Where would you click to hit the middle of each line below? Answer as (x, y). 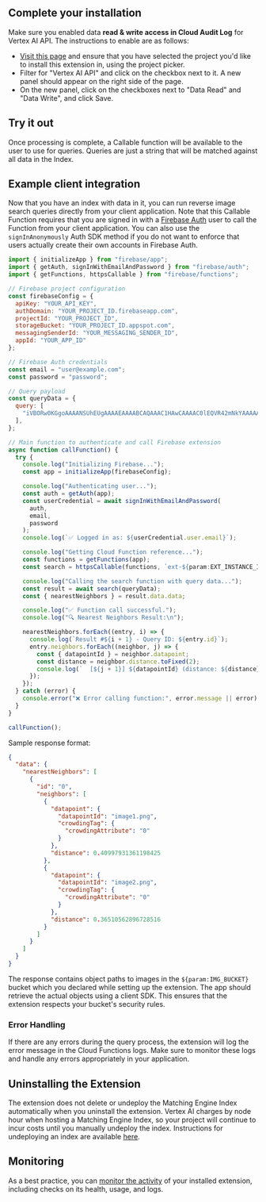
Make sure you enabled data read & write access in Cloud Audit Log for (126, 32)
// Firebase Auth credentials (58, 362)
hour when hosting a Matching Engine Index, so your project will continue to (132, 1120)
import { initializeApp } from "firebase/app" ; (88, 260)
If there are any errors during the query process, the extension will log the (129, 1042)
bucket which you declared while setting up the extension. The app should (130, 987)
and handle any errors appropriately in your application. (99, 1059)
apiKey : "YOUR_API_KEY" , (56, 303)
